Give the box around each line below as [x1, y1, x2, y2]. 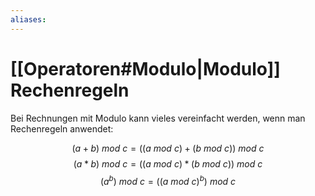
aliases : [10, 14, 47, 25]
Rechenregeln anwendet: [10, 122, 114, 135]
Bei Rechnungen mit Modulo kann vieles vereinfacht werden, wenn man [10, 112, 306, 124]
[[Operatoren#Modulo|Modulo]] [10, 57, 281, 80]
